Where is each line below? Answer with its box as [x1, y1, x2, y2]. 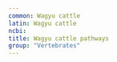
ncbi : [8, 27, 26, 35]
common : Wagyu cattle [8, 11, 81, 20]
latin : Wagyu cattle [8, 19, 78, 27]
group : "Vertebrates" [8, 42, 81, 50]
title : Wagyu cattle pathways [8, 34, 110, 43]
